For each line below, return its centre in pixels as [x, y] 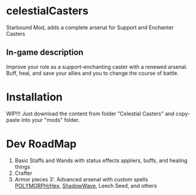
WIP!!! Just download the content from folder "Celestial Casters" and [90, 114]
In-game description [45, 53]
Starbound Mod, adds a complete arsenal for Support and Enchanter [90, 27]
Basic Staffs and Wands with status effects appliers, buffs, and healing [101, 160]
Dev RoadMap [42, 144]
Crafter [23, 173]
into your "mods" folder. [50, 119]
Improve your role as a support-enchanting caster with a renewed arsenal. [97, 67]
